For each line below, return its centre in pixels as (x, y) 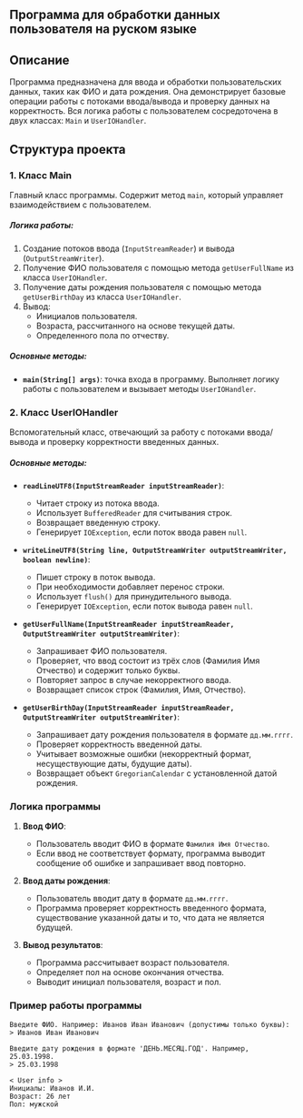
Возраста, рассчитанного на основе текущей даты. (136, 326)
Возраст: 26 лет (40, 1096)
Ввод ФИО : (44, 826)
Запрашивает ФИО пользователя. (102, 651)
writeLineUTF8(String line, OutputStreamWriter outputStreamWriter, (155, 551)
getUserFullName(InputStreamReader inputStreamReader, (128, 625)
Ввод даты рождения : (66, 881)
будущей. (54, 928)
